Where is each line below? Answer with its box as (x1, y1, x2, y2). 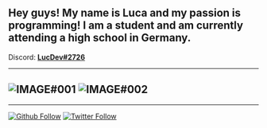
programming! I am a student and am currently (8, 19, 244, 33)
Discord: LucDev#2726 (8, 52, 86, 62)
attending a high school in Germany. (8, 31, 192, 45)
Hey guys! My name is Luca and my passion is (8, 6, 241, 20)
